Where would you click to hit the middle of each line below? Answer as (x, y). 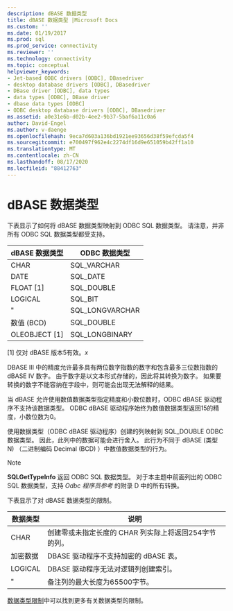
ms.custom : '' (28, 26)
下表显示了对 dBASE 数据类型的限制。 (61, 500)
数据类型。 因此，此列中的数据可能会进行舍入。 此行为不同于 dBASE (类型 (113, 440)
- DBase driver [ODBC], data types (59, 91)
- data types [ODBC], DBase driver (59, 98)
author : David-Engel (37, 123)
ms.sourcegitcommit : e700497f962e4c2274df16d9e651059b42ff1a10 (101, 143)
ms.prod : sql (26, 40)
